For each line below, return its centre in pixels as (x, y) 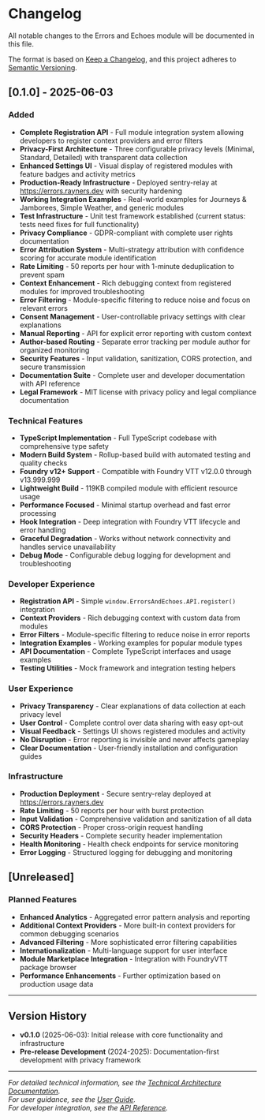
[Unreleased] (41, 877)
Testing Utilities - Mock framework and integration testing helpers (128, 668)
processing (38, 513)
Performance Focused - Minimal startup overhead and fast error (125, 505)
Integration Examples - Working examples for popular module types (131, 643)
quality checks (43, 463)
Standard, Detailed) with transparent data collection (103, 157)
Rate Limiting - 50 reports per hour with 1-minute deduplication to (127, 266)
